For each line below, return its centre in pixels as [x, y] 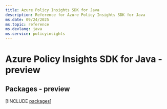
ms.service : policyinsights [35, 34]
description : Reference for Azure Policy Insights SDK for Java [75, 15]
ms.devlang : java [24, 29]
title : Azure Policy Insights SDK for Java [53, 10]
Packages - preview [38, 89]
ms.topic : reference [27, 24]
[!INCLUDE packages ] [28, 101]
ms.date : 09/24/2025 [27, 19]
